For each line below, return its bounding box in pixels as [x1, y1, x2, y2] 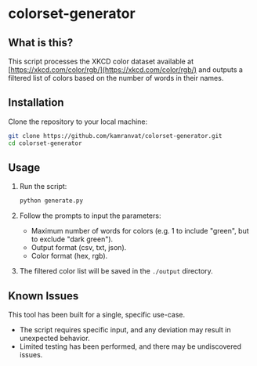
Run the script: [19, 182, 67, 191]
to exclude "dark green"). [31, 234, 114, 244]
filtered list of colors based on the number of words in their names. [8, 74, 224, 82]
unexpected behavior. [19, 334, 90, 343]
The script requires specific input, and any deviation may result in [19, 325, 231, 335]
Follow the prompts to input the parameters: [19, 211, 161, 220]
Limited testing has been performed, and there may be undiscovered [19, 342, 241, 351]
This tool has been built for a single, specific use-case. [8, 310, 186, 320]
